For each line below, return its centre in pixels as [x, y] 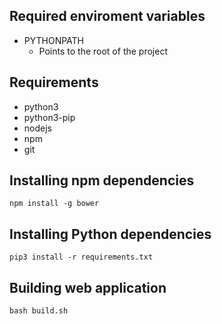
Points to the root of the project [103, 51]
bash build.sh [39, 311]
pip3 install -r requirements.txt [81, 257]
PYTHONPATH [54, 40]
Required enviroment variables [107, 16]
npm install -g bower [54, 204]
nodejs [37, 128]
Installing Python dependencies [110, 234]
